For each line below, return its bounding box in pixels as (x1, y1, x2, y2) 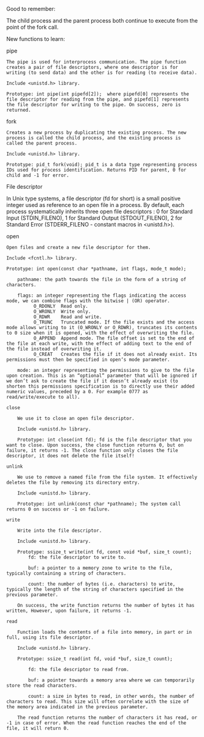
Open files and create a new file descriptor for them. (6, 244, 151, 250)
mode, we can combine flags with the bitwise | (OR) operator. (6, 298, 171, 304)
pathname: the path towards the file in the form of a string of (17, 277, 187, 283)
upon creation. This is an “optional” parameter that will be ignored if (6, 372, 198, 379)
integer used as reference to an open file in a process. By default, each (6, 201, 185, 208)
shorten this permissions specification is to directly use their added (6, 383, 195, 390)
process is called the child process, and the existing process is (6, 135, 181, 141)
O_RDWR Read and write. (33, 314, 102, 320)
